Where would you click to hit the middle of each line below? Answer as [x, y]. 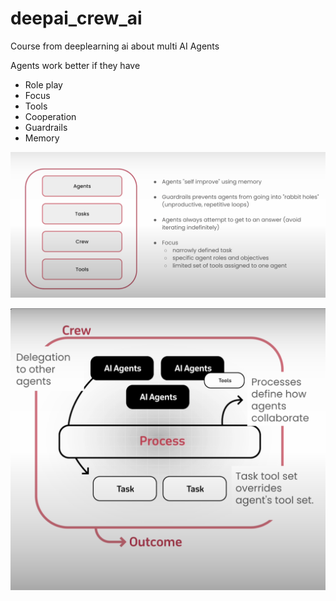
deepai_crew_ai [76, 18]
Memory [42, 138]
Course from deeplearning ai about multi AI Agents [115, 46]
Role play [43, 84]
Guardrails [46, 127]
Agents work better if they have [75, 65]
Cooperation [50, 116]
